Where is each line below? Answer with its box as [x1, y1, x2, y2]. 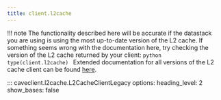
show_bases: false [7, 86, 60, 94]
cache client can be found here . [7, 65, 97, 73]
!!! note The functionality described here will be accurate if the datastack [7, 29, 212, 37]
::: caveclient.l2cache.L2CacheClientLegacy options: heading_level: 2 [7, 78, 203, 86]
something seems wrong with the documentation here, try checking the [7, 43, 209, 51]
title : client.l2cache [7, 10, 72, 17]
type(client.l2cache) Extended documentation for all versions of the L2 [7, 58, 214, 66]
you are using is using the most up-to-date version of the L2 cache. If [7, 36, 203, 45]
